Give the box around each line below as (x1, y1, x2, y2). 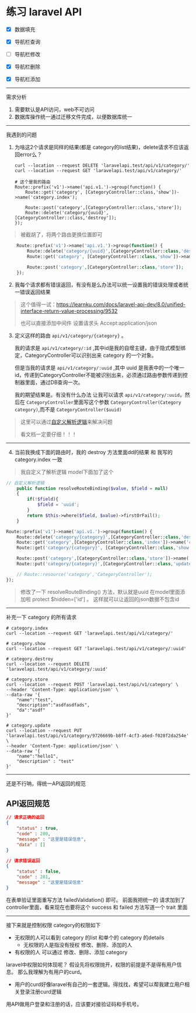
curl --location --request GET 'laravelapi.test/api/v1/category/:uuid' (6, 645, 187, 651)
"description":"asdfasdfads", (16, 702, 90, 708)
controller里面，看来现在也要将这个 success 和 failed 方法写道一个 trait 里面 (6, 904, 188, 911)
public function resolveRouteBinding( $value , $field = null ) (16, 485, 168, 492)
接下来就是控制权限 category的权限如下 (6, 921, 101, 928)
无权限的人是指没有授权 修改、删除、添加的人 (23, 941, 132, 948)
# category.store (6, 677, 48, 682)
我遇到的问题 (6, 131, 37, 138)
